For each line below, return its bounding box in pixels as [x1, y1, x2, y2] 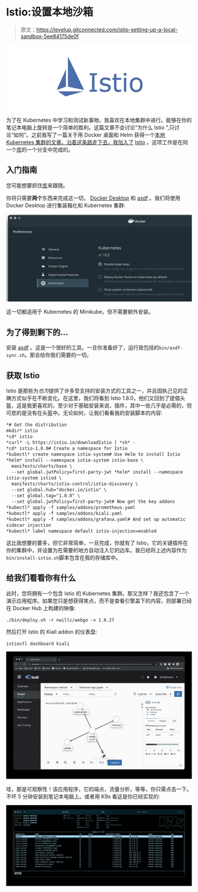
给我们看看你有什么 [6, 573, 76, 583]
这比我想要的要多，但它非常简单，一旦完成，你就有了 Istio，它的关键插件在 [6, 539, 189, 546]
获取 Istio [6, 370, 40, 380]
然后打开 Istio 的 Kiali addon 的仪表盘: [6, 628, 97, 635]
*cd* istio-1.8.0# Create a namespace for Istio [6, 445, 128, 451]
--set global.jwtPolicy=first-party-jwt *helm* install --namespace [11, 469, 183, 475]
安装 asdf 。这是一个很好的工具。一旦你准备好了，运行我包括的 [6, 344, 159, 351]
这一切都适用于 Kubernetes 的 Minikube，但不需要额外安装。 [6, 308, 154, 315]
